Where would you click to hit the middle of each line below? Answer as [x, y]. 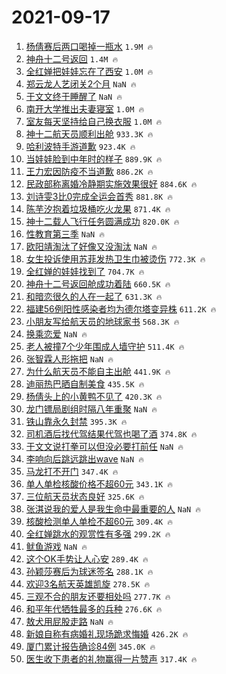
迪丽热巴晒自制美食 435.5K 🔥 [85, 383]
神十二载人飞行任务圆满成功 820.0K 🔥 [102, 221]
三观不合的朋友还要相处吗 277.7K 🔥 [98, 596]
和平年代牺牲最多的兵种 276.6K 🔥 [94, 608]
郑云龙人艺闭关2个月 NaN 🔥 [81, 83]
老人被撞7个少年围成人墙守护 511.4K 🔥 [105, 346]
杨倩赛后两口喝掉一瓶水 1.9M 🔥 [89, 46]
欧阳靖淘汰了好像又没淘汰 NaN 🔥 [91, 246]
